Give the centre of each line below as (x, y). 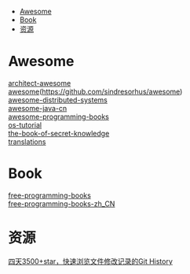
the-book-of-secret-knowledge (59, 133)
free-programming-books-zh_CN (62, 203)
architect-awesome (40, 83)
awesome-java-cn (38, 108)
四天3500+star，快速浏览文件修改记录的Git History (90, 261)
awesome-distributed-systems (58, 100)
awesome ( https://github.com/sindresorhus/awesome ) (95, 91)
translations (27, 142)
